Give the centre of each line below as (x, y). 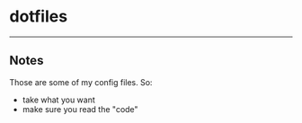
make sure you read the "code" (80, 109)
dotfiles (39, 17)
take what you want (59, 100)
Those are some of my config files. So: (81, 82)
